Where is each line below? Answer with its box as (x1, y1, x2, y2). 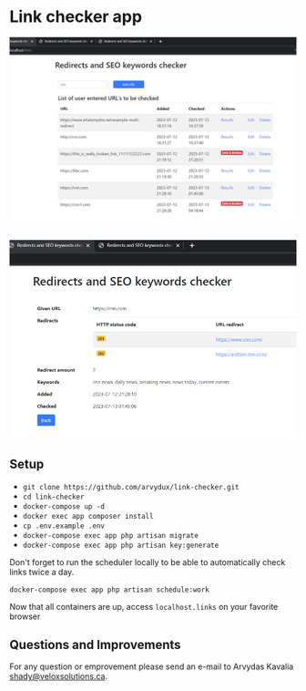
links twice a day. (9, 566, 75, 577)
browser (9, 611, 41, 622)
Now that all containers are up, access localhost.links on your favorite (9, 601, 279, 612)
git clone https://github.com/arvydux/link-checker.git (22, 482, 240, 491)
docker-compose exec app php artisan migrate (22, 531, 199, 540)
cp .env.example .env (22, 521, 105, 531)
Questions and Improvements (9, 636, 181, 653)
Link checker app (9, 6, 143, 27)
